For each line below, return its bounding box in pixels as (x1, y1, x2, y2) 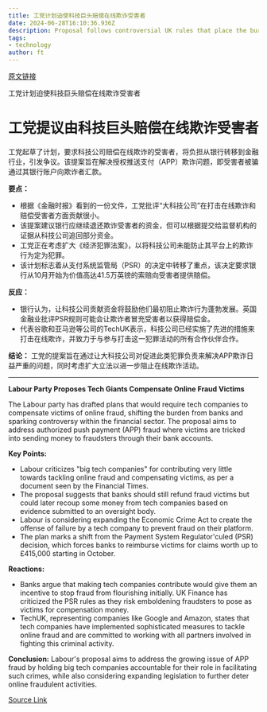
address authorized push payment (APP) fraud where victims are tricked (8, 425, 246, 434)
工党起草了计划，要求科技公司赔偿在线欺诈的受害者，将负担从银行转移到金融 (8, 146, 259, 156)
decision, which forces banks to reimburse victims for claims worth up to (19, 540, 258, 550)
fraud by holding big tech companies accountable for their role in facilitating (8, 662, 257, 672)
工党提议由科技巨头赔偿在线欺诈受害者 (8, 119, 260, 138)
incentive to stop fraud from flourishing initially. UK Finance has (19, 588, 228, 597)
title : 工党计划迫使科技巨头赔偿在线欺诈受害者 (8, 11, 146, 20)
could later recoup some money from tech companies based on (19, 498, 228, 508)
